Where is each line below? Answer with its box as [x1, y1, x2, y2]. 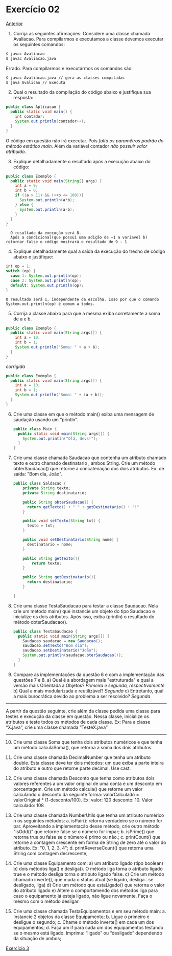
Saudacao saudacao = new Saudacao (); [22, 638, 103, 643]
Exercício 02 [6, 4, 60, 15]
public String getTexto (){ [22, 556, 80, 561]
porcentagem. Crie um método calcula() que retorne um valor [13, 786, 143, 792]
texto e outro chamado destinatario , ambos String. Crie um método [13, 460, 155, 466]
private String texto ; [22, 486, 71, 491]
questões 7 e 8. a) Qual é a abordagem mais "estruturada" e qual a [13, 677, 154, 683]
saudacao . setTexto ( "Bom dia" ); [22, 643, 89, 648]
